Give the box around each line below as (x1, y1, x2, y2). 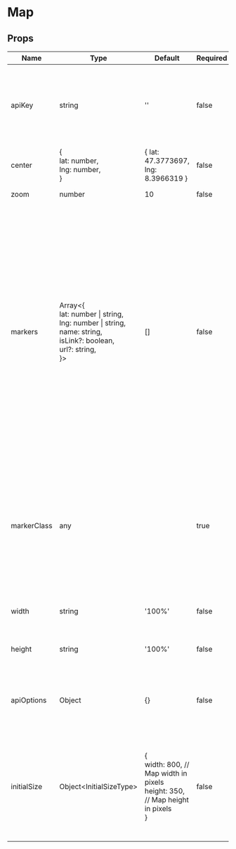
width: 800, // (144, 759, 190, 769)
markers (11, 327, 39, 336)
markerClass (11, 521, 53, 530)
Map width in (144, 769, 188, 778)
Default (154, 54, 181, 63)
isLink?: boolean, (59, 336, 114, 346)
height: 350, (144, 786, 185, 795)
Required (196, 54, 228, 63)
